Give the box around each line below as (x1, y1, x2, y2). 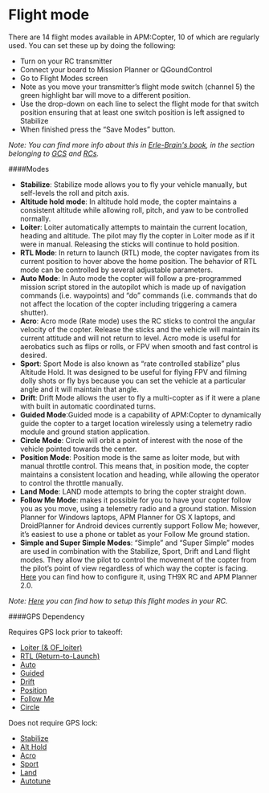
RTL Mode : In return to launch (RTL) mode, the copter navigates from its (19, 247, 259, 258)
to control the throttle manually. (19, 478, 124, 487)
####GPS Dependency (8, 612, 85, 621)
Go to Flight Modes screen (19, 73, 108, 83)
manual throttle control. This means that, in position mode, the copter (19, 461, 250, 470)
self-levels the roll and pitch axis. (19, 188, 130, 197)
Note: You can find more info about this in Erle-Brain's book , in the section (8, 140, 255, 149)
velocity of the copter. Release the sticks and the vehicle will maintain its (19, 324, 260, 334)
